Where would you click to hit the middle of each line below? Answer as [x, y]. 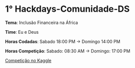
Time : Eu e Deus [22, 32]
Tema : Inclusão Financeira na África [42, 23]
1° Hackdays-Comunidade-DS [67, 9]
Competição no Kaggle [28, 60]
